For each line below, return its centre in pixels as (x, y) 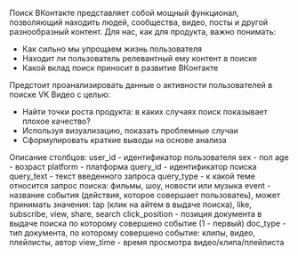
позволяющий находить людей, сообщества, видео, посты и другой (139, 22)
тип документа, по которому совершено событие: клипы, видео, (133, 233)
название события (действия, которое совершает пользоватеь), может (145, 195)
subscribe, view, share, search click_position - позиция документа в (136, 214)
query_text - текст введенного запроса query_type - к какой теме (133, 176)
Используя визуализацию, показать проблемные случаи (130, 131)
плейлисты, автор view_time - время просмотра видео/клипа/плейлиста (147, 242)
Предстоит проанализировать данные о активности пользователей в (141, 85)
